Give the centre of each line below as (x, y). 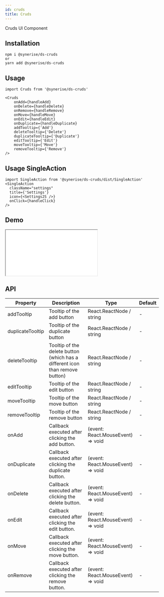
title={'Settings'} (29, 192)
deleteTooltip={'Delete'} (40, 132)
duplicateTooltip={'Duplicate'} (47, 136)
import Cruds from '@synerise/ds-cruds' (47, 89)
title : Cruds (18, 14)
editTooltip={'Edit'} (36, 141)
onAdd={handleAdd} (32, 102)
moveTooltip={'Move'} (36, 145)
